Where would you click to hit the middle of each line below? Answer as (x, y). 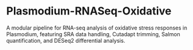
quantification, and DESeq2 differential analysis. (66, 40)
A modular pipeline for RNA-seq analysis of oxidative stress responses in (97, 28)
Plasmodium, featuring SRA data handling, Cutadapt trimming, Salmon (93, 34)
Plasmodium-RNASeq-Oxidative (89, 11)
